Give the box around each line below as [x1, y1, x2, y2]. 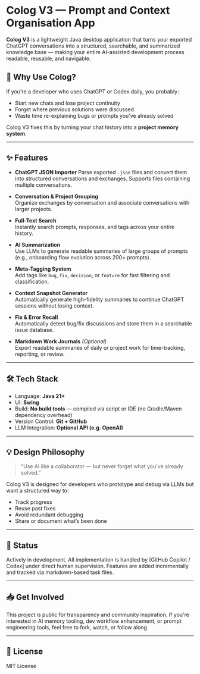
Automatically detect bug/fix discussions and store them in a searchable [14, 319, 192, 327]
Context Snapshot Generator [14, 289, 88, 296]
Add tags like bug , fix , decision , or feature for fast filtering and [14, 271, 170, 278]
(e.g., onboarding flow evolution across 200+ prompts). [14, 253, 151, 261]
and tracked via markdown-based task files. [6, 569, 114, 576]
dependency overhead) [14, 412, 73, 419]
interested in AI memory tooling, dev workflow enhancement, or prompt [6, 617, 182, 625]
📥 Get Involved [6, 593, 64, 603]
